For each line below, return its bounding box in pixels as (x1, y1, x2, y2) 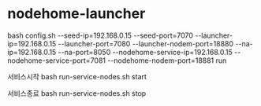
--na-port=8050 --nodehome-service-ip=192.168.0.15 (58, 47, 233, 57)
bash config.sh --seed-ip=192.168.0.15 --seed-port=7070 (7, 31, 194, 40)
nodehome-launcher (7, 5, 146, 23)
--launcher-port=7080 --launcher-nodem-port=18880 (58, 38, 234, 48)
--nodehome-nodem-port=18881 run (106, 56, 227, 65)
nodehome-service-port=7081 (7, 56, 106, 65)
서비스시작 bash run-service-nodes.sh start (7, 71, 147, 81)
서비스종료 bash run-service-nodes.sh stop (7, 88, 147, 98)
